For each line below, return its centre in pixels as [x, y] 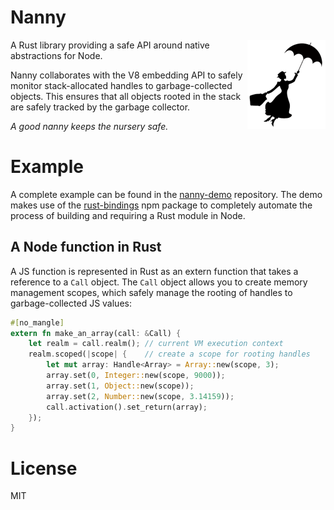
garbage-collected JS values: [71, 303]
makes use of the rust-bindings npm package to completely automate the [161, 205]
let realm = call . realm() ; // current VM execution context [156, 344]
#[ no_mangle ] [37, 322]
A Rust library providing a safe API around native [110, 45]
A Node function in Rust [86, 247]
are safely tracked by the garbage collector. [100, 107]
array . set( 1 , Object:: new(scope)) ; [120, 386]
